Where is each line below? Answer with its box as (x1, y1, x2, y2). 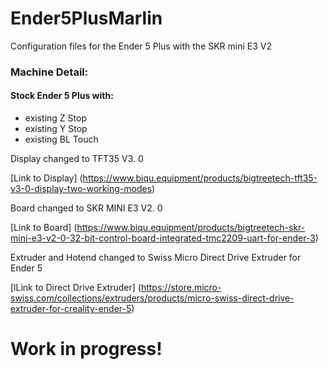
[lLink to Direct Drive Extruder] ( (10, 282, 142, 294)
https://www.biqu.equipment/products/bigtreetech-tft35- (82, 172, 318, 184)
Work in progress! (10, 338, 163, 361)
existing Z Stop (24, 112, 87, 124)
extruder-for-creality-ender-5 (10, 303, 132, 315)
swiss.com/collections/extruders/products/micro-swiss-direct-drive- (10, 292, 295, 304)
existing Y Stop (24, 123, 88, 135)
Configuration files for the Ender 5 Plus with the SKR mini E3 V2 (10, 40, 273, 52)
